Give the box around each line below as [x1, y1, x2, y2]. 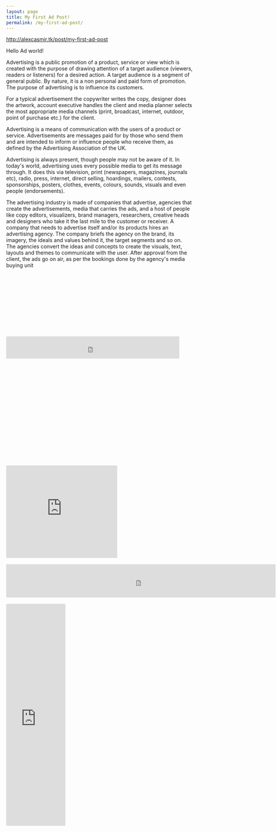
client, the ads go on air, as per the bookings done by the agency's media [6, 256, 185, 263]
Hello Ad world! [6, 47, 44, 54]
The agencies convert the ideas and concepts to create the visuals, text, [6, 243, 182, 250]
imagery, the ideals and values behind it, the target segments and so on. [6, 237, 182, 244]
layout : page [6, 8, 38, 15]
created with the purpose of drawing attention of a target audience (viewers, [6, 65, 193, 72]
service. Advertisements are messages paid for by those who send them [6, 132, 183, 139]
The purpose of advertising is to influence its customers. [6, 84, 144, 91]
